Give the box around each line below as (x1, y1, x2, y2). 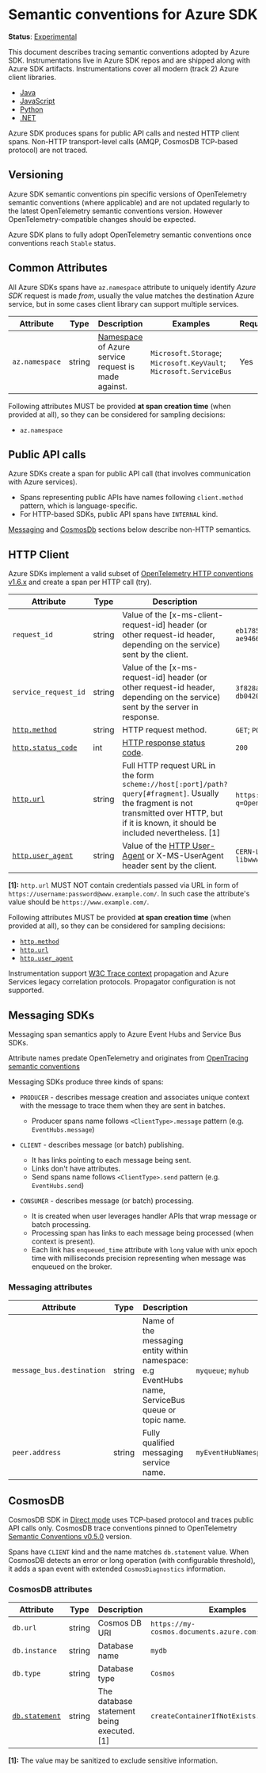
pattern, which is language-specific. (19, 501, 138, 510)
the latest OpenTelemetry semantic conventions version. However (8, 206, 223, 216)
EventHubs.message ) (31, 1125, 95, 1134)
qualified (142, 1437, 176, 1448)
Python (19, 105, 44, 114)
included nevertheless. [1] (122, 827, 220, 839)
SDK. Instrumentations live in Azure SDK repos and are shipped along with (8, 55, 251, 65)
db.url (12, 1623, 37, 1633)
